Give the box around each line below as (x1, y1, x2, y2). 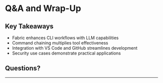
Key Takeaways (5, 22, 54, 30)
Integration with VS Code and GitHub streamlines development (12, 45, 138, 51)
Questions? (5, 64, 41, 72)
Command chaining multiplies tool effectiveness (12, 40, 108, 46)
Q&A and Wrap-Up (5, 3, 81, 14)
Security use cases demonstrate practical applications (12, 50, 121, 56)
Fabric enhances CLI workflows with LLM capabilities (12, 35, 119, 41)
